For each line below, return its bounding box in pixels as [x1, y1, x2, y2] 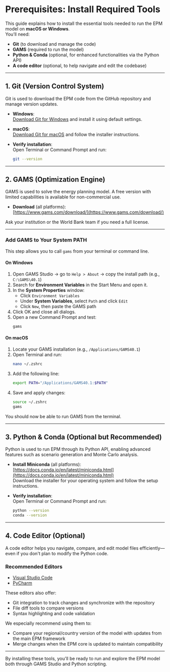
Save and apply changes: [12, 389, 66, 395]
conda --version [12, 513, 47, 518]
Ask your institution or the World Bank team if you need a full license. [5, 219, 149, 225]
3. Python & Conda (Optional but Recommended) [5, 432, 162, 441]
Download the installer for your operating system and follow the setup [12, 478, 158, 484]
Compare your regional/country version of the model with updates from [12, 630, 162, 636]
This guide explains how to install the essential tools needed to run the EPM [5, 20, 163, 26]
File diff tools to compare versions [12, 605, 84, 611]
